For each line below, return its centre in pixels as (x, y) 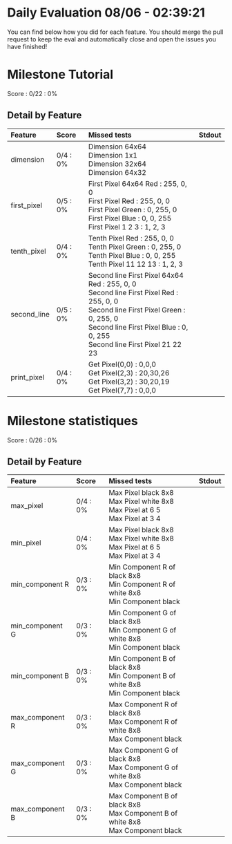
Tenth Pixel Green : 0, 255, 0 (135, 247)
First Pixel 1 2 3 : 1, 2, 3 (127, 227)
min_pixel (26, 543)
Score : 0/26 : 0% (32, 440)
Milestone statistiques (72, 421)
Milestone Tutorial (60, 75)
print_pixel (28, 377)
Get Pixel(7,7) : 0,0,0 (123, 390)
